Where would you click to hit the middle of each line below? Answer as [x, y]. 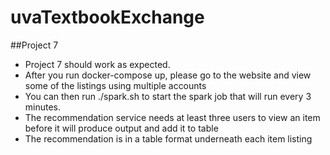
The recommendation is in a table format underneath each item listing [168, 138]
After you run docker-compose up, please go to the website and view [168, 75]
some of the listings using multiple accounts [115, 85]
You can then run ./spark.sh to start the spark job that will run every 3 [168, 96]
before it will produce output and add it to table [121, 128]
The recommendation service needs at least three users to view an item [172, 117]
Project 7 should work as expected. [97, 64]
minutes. [43, 107]
